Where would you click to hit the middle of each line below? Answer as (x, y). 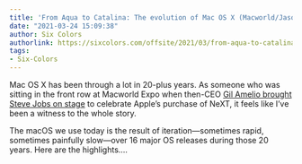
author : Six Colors (46, 34)
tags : (19, 51)
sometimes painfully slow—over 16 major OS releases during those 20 (139, 140)
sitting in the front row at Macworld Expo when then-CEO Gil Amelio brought (151, 94)
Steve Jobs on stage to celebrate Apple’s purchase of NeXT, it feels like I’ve (149, 104)
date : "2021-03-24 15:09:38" (64, 26)
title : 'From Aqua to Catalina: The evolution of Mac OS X (122, 17)
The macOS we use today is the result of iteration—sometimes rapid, (137, 130)
